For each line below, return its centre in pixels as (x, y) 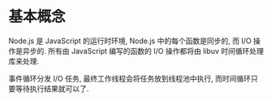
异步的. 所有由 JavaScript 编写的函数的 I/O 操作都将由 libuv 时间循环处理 (143, 50)
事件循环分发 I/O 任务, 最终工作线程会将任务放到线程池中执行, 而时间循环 (130, 78)
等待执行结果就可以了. (52, 88)
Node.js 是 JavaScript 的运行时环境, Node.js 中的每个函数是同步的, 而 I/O (130, 41)
